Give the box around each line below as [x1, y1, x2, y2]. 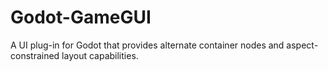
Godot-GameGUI [10, 6, 152, 29]
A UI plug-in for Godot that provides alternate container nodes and [10, 39, 285, 51]
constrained [10, 49, 60, 61]
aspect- [286, 39, 319, 51]
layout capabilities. [61, 49, 139, 61]
